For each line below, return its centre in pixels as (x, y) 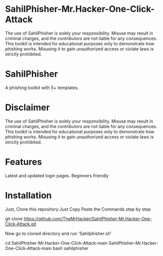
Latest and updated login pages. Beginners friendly (57, 175)
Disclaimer (27, 108)
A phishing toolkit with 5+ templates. (42, 88)
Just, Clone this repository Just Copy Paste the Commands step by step (78, 209)
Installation (28, 195)
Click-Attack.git (21, 224)
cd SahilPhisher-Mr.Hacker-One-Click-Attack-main (56, 243)
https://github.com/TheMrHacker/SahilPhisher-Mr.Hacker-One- (88, 219)
